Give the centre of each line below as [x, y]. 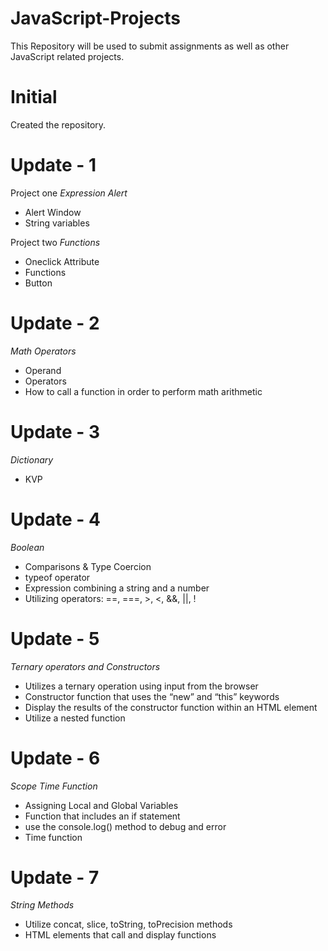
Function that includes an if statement [102, 816]
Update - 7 [55, 877]
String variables [57, 223]
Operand [43, 370]
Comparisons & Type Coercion [88, 566]
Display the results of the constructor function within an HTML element [171, 707]
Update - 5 [55, 638]
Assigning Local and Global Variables [101, 805]
